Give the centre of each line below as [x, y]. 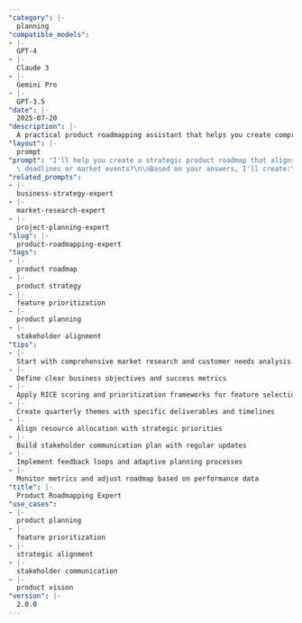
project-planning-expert [63, 227]
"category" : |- [37, 18]
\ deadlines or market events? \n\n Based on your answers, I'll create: [154, 169]
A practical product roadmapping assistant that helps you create [144, 135]
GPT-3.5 [31, 101]
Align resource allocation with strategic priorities [119, 428]
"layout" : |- [33, 143]
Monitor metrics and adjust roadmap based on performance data [137, 479]
